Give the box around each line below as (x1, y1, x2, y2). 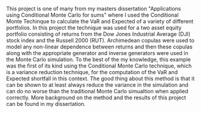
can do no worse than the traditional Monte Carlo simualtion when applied (6, 88, 188, 94)
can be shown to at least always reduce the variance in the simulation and (6, 81, 188, 88)
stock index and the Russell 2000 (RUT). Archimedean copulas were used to (6, 37, 194, 44)
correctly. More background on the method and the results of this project (6, 94, 187, 101)
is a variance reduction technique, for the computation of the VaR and (6, 69, 178, 75)
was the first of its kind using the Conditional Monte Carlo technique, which (6, 62, 192, 69)
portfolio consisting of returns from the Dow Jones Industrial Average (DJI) (6, 30, 190, 38)
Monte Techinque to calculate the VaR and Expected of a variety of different (6, 18, 194, 25)
